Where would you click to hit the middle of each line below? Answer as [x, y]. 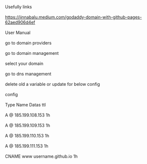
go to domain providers [28, 43]
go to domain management [32, 53]
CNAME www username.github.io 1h [41, 156]
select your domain [24, 64]
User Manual [18, 33]
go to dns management [28, 74]
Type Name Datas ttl [25, 105]
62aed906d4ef [20, 22]
